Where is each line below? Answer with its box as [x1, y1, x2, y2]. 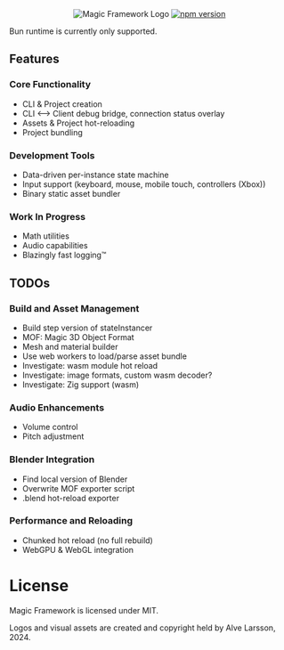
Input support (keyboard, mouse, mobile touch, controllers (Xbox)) [21, 178, 266, 190]
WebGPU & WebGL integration [21, 544, 134, 555]
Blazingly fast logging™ [21, 249, 107, 261]
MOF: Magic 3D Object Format [21, 331, 135, 342]
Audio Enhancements [9, 401, 105, 413]
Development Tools [9, 149, 95, 161]
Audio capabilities [21, 240, 88, 251]
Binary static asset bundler [21, 188, 121, 199]
